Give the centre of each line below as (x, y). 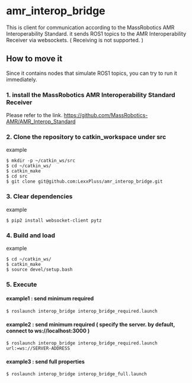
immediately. (22, 79)
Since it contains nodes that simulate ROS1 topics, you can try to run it (92, 73)
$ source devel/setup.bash (39, 269)
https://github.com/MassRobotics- (106, 115)
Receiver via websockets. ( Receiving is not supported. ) (75, 40)
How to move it (34, 59)
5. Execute (22, 284)
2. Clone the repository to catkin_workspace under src (86, 137)
